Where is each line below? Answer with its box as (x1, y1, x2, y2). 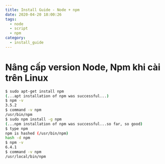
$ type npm (5, 126, 28, 131)
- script (10, 26, 28, 31)
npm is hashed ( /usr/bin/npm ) (5, 131, 69, 136)
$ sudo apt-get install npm (5, 89, 64, 94)
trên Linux (5, 72, 49, 83)
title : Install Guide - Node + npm (5, 7, 80, 13)
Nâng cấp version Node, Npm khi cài (5, 61, 161, 73)
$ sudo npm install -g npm (5, 116, 62, 122)
